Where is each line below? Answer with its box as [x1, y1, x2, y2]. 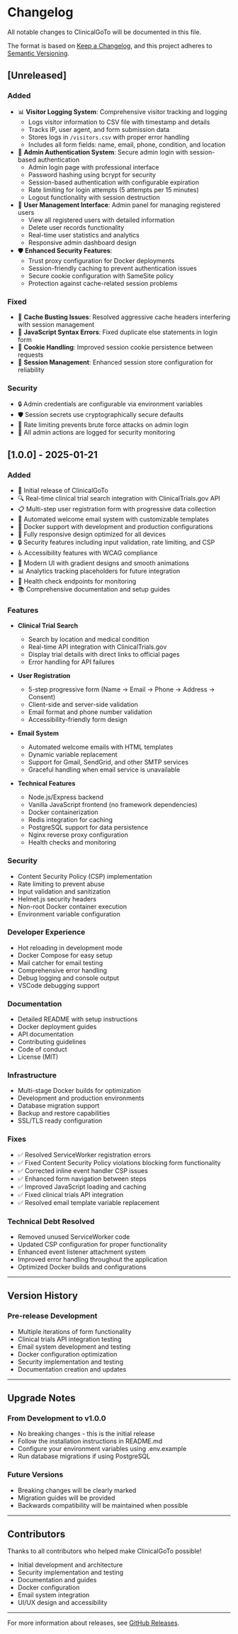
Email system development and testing [17, 1342, 131, 1351]
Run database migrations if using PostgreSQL [17, 1452, 151, 1461]
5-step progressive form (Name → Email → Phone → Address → [28, 685, 215, 694]
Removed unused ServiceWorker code [17, 1232, 130, 1241]
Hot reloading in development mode [17, 943, 123, 952]
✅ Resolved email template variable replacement [17, 1198, 160, 1206]
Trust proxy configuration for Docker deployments [28, 256, 175, 265]
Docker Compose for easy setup [17, 951, 113, 960]
